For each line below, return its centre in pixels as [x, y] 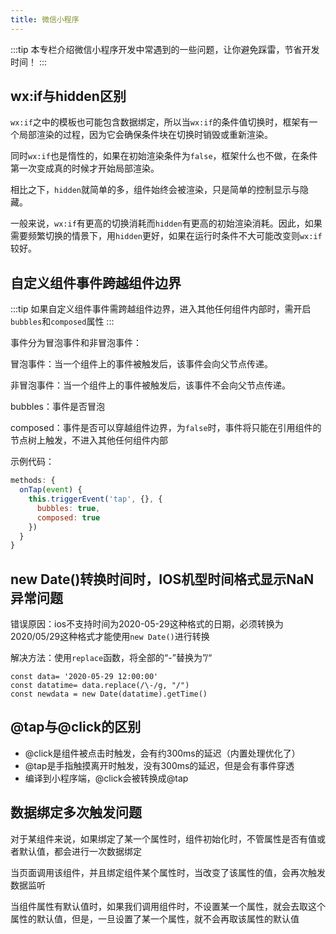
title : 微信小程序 [45, 19]
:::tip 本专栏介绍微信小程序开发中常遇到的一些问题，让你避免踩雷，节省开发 [165, 49]
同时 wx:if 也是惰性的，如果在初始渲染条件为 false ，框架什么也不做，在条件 [164, 156]
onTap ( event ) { [51, 490]
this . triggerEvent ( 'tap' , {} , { [95, 499]
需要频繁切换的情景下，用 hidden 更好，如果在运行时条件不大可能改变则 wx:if [166, 236]
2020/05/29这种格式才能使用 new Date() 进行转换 [110, 637]
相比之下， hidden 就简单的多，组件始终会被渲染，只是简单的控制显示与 [155, 190]
